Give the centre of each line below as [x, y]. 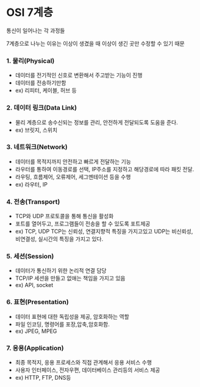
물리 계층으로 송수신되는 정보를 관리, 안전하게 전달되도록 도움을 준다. [96, 122]
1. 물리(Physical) [30, 60]
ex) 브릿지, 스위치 [36, 130]
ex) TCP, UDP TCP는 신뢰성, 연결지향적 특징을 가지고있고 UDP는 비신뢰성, [104, 232]
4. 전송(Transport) [33, 202]
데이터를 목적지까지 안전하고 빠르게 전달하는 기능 [73, 162]
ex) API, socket [34, 285]
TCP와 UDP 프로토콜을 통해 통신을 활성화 [64, 216]
